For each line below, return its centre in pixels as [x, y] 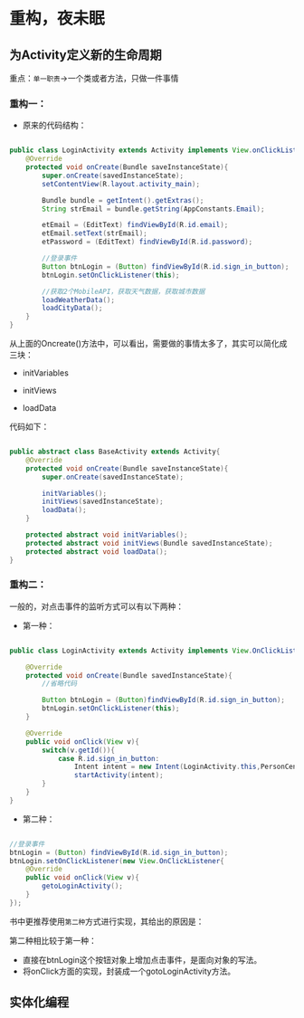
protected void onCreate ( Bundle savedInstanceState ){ [129, 675]
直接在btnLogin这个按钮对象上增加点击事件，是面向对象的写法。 [142, 959]
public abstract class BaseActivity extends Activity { [115, 452]
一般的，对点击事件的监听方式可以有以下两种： [96, 606]
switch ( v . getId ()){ [79, 750]
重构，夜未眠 [57, 19]
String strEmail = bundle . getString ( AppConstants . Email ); [153, 209]
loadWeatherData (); [79, 300]
